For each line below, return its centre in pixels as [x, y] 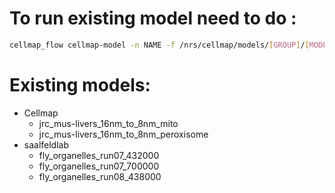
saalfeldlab [46, 144]
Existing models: [80, 85]
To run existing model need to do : [153, 18]
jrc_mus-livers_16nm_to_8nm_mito [108, 123]
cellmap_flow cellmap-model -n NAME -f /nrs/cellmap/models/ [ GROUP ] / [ [159, 45]
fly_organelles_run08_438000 [100, 176]
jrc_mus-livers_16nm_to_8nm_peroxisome [123, 134]
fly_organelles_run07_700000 [99, 166]
